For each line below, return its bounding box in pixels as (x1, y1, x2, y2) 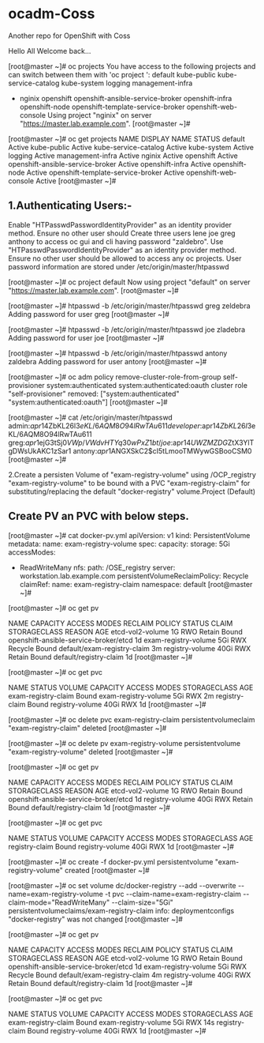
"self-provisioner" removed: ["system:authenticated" (8, 389, 180, 398)
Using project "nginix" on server (46, 110, 152, 119)
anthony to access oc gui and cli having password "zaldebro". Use (8, 236, 224, 246)
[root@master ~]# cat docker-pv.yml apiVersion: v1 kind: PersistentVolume (8, 530, 251, 540)
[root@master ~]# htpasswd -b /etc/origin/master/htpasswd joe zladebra (8, 325, 246, 334)
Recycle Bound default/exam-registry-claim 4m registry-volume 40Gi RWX (8, 970, 251, 980)
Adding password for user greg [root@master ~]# (8, 309, 169, 318)
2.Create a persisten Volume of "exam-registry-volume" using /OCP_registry (8, 469, 256, 479)
